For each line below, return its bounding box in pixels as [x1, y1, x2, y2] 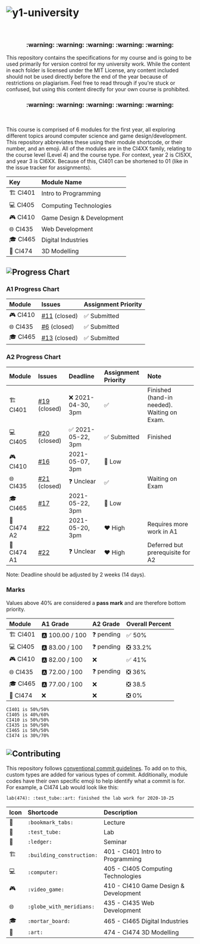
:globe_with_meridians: [27, 903, 95, 910]
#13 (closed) [41, 334, 79, 342]
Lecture [103, 818, 126, 827]
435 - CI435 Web [103, 899, 155, 907]
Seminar [103, 837, 127, 846]
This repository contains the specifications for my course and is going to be [6, 54, 192, 61]
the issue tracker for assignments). [6, 164, 92, 171]
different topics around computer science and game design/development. [6, 132, 187, 139]
